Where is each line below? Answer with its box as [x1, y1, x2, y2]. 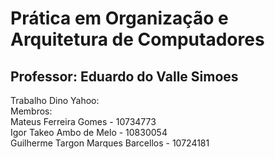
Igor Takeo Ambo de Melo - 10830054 [10, 127, 168, 138]
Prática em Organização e [10, 7, 229, 30]
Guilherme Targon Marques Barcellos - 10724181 [10, 137, 210, 149]
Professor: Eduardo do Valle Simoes [10, 68, 239, 85]
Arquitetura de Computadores [10, 28, 265, 51]
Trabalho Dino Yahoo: [10, 95, 100, 106]
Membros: [10, 105, 53, 117]
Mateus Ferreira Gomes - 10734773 [10, 116, 157, 127]
